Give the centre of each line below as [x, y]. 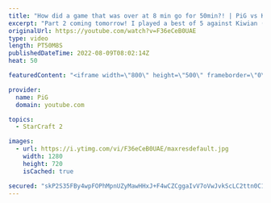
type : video [28, 38]
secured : [23, 186]
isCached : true [48, 171]
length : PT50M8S [35, 46]
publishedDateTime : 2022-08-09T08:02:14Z [79, 53]
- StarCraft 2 [39, 127]
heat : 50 [23, 61]
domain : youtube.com [50, 105]
